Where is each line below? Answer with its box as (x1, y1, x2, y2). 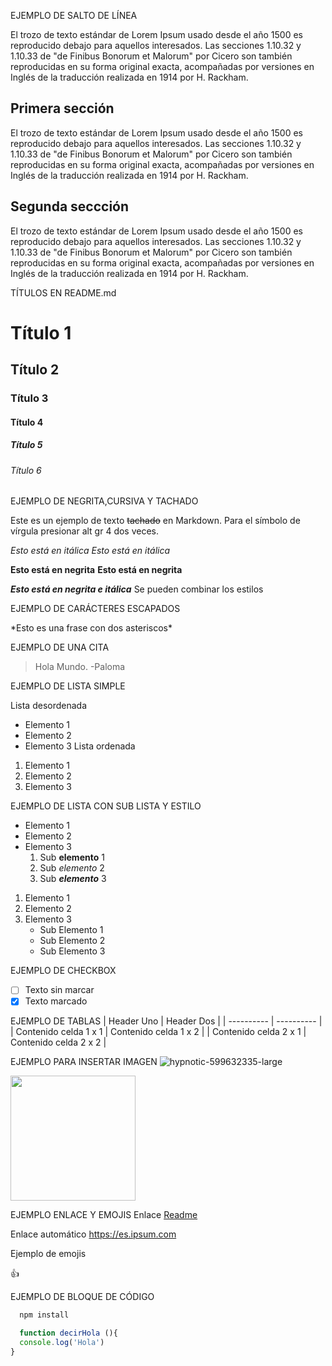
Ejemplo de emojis (10, 1248, 87, 1260)
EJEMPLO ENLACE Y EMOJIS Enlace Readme (10, 1209, 198, 1221)
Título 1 (10, 321, 72, 344)
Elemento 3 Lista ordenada (24, 740, 136, 752)
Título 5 (10, 439, 43, 451)
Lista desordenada (10, 700, 88, 712)
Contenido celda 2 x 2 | (10, 1036, 107, 1049)
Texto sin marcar (24, 984, 95, 996)
